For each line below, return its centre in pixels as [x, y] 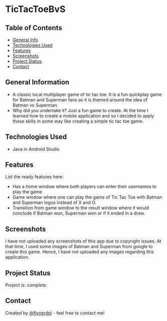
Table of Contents [34, 28]
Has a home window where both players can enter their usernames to [85, 186]
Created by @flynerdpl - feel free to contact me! [55, 313]
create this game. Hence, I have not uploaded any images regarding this [79, 252]
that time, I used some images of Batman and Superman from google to [79, 247]
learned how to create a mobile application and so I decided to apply [83, 116]
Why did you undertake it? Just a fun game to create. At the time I [80, 110]
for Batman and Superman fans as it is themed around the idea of [80, 99]
